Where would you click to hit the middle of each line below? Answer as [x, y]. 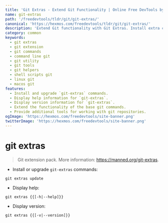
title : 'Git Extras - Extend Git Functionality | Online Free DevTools [81, 10]
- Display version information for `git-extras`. [62, 103]
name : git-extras [23, 14]
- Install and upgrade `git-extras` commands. [59, 93]
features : [15, 89]
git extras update [24, 178]
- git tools [22, 65]
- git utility [24, 61]
